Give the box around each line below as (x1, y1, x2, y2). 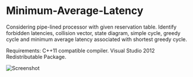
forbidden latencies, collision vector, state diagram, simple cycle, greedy (6, 29, 181, 36)
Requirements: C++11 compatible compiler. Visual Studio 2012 (6, 47, 155, 54)
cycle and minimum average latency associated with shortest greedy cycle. (6, 36, 187, 43)
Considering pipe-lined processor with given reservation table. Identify (6, 23, 177, 30)
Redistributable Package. (6, 53, 67, 60)
